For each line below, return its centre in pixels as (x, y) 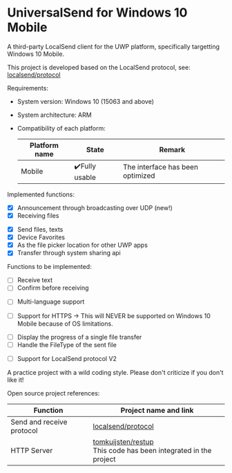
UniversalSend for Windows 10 (97, 13)
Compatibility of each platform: (61, 128)
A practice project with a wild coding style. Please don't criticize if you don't (115, 372)
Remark (172, 149)
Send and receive (39, 422)
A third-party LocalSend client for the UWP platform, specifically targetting (113, 46)
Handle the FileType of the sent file (67, 344)
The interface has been (161, 167)
